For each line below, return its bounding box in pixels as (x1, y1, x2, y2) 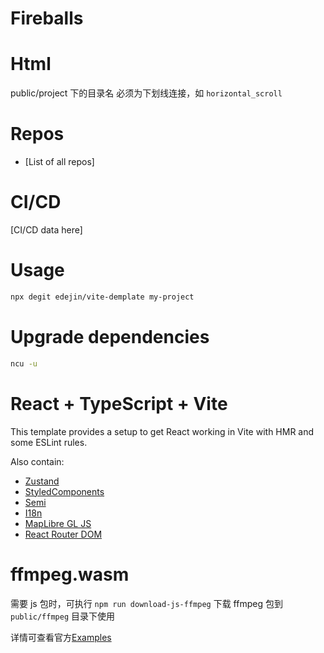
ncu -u (10, 358, 38, 369)
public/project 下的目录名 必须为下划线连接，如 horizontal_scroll (10, 87, 283, 99)
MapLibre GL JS (24, 517, 92, 529)
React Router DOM (24, 528, 103, 540)
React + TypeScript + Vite (10, 392, 228, 415)
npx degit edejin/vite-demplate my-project (10, 292, 195, 302)
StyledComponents (24, 485, 105, 497)
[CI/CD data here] (10, 224, 83, 236)
